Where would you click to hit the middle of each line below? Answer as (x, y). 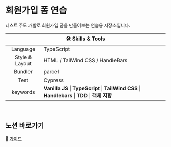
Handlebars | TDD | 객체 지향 (78, 95)
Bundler (23, 71)
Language (23, 49)
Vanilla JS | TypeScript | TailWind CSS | (92, 88)
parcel (51, 71)
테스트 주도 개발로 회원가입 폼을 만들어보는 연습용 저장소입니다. (68, 25)
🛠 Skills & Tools (85, 39)
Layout (23, 63)
